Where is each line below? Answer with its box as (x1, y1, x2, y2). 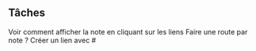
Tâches (8, 6, 46, 20)
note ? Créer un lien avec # (8, 35, 97, 45)
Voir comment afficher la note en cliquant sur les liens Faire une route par (8, 27, 248, 36)
